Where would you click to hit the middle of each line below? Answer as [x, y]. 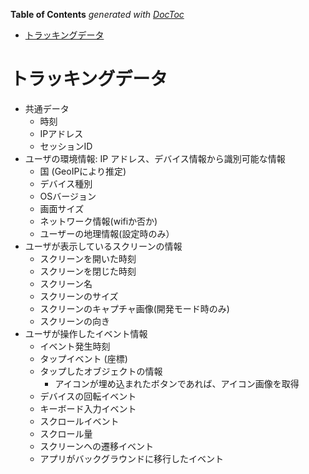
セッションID [66, 146]
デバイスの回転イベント [88, 396]
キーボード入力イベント [88, 408]
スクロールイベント [79, 421]
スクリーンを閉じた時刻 [88, 271]
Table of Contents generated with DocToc [97, 14]
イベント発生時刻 [75, 346]
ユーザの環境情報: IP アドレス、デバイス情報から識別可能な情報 [155, 158]
